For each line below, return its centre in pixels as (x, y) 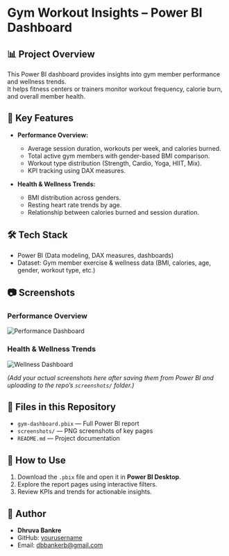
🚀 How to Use (36, 460)
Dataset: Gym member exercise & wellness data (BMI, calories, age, (114, 263)
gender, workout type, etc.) (56, 270)
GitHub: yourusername (50, 538)
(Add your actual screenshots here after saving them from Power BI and (110, 377)
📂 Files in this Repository (62, 407)
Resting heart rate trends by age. (75, 205)
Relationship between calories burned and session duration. (113, 212)
